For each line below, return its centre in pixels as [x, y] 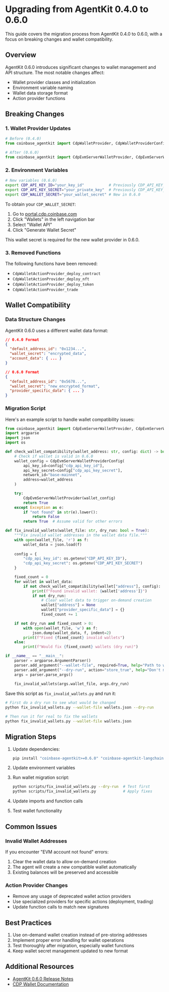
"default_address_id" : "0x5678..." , [48, 381]
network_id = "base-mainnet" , [53, 475]
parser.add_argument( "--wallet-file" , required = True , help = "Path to [88, 665]
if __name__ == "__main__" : [35, 656]
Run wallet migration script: [41, 777]
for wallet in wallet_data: [44, 582]
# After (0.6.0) [22, 153]
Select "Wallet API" [32, 224]
